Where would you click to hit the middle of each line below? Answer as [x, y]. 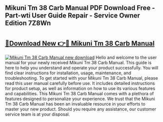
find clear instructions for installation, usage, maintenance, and [68, 73]
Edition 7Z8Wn [28, 23]
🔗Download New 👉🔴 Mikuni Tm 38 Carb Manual [80, 43]
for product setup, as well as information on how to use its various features [80, 88]
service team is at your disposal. [37, 114]
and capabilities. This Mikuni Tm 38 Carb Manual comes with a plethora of [80, 94]
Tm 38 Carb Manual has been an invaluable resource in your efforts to [75, 104]
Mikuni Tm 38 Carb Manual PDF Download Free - [80, 8]
